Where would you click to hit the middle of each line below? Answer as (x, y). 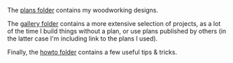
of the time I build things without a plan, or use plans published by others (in (117, 31)
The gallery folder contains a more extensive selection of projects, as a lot (114, 23)
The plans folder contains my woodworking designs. (83, 10)
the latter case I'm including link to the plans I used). (83, 38)
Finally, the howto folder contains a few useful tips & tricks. (92, 52)
